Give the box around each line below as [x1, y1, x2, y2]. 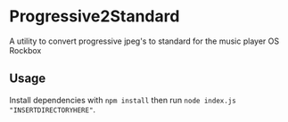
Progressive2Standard [9, 6, 180, 27]
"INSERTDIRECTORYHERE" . [9, 104, 96, 115]
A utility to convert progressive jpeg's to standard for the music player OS [9, 36, 279, 46]
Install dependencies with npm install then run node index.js [9, 94, 236, 105]
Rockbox [9, 45, 42, 55]
